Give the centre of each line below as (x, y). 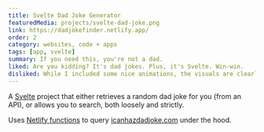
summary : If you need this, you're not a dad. (86, 60)
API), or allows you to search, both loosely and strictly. (96, 104)
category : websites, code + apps (63, 45)
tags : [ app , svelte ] (42, 52)
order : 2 (22, 37)
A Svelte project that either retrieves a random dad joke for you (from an (125, 96)
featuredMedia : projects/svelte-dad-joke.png (84, 23)
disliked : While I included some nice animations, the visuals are (121, 74)
